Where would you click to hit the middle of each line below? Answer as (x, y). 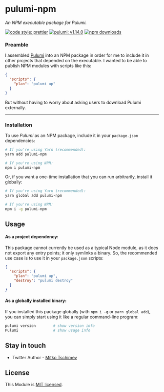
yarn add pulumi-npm (26, 154)
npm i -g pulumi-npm (26, 209)
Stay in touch (26, 346)
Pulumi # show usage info (48, 330)
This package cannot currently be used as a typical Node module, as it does (82, 248)
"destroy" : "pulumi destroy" (43, 281)
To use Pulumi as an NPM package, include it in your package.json (72, 135)
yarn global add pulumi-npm (34, 196)
